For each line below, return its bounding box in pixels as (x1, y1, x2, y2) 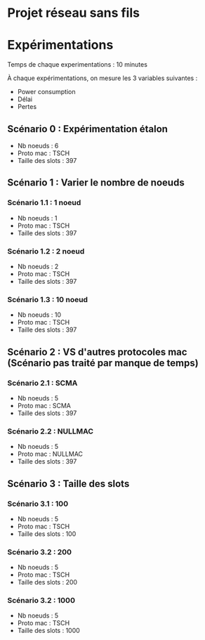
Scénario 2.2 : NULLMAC (7, 426, 93, 436)
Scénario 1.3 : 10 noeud (7, 294, 88, 304)
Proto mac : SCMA (17, 401, 72, 410)
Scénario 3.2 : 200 (7, 547, 72, 556)
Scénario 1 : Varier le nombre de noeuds (7, 177, 185, 189)
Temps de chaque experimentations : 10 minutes (7, 60, 147, 69)
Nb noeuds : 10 (17, 311, 62, 319)
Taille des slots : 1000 (17, 627, 81, 635)
